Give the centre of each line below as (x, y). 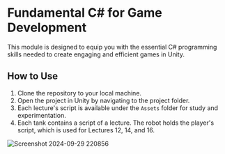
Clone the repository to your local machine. (79, 93)
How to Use (33, 76)
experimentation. (41, 115)
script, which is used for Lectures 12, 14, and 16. (86, 130)
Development (47, 28)
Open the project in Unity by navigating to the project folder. (103, 100)
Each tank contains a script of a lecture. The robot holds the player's (116, 123)
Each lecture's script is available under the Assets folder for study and (117, 108)
